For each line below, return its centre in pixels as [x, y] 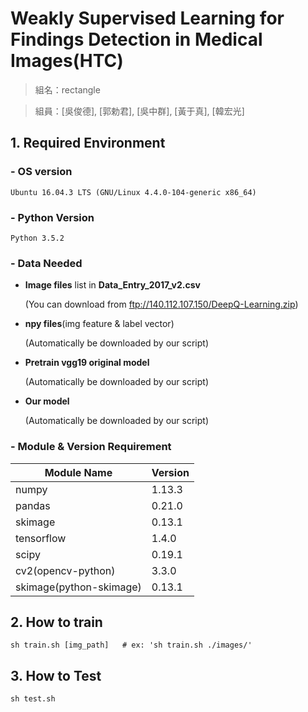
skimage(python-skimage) [78, 587]
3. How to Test [56, 675]
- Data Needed [46, 263]
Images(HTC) [67, 61]
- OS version [41, 172]
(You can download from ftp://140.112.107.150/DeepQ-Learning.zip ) [161, 304]
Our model [47, 401]
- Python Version [52, 217]
